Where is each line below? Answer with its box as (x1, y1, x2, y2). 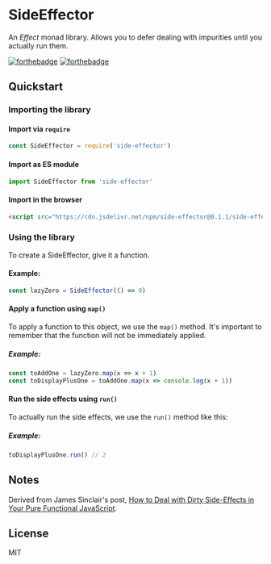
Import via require (8, 123, 71, 134)
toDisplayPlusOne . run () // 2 (8, 450, 106, 459)
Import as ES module (8, 159, 79, 169)
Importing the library (8, 104, 91, 115)
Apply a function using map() (8, 304, 106, 314)
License (8, 527, 49, 541)
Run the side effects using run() (8, 394, 118, 404)
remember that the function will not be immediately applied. (8, 331, 207, 340)
